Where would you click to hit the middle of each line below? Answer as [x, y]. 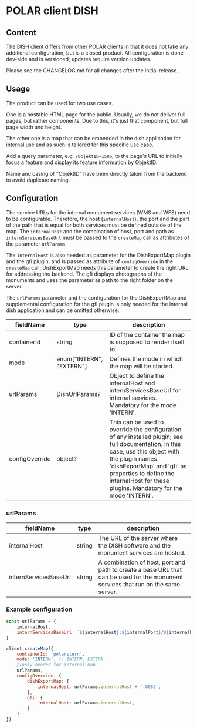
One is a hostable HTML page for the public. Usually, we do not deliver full [96, 114]
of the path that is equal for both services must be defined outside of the [94, 225]
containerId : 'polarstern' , [51, 654]
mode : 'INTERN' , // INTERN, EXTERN [60, 659]
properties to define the [142, 473]
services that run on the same [139, 584]
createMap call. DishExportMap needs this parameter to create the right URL [97, 267]
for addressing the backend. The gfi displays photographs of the [84, 274]
